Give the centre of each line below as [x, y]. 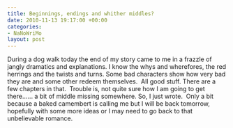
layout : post [26, 40]
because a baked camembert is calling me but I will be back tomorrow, [109, 104]
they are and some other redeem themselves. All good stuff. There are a [112, 81]
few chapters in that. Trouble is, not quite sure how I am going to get [106, 89]
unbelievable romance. [40, 118]
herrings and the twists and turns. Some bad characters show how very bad [116, 74]
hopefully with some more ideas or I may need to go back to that [100, 111]
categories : [24, 26]
